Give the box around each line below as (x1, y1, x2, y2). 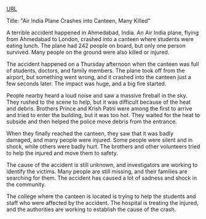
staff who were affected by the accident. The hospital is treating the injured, (6, 199, 199, 206)
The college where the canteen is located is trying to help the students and (6, 193, 196, 200)
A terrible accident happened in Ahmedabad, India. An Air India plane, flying (6, 29, 199, 36)
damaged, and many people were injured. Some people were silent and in (6, 136, 193, 144)
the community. (6, 181, 46, 188)
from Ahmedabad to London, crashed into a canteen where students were (6, 36, 194, 42)
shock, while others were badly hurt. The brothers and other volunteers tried (6, 143, 200, 150)
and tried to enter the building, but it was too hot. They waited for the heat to (6, 112, 200, 118)
